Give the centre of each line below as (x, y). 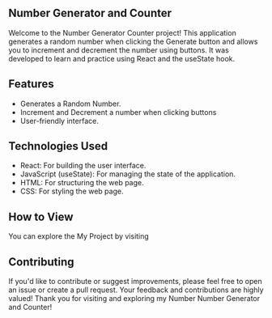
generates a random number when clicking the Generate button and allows (133, 41)
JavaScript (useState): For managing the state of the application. (128, 174)
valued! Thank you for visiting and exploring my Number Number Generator (134, 299)
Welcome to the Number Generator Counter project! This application (122, 32)
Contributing (41, 262)
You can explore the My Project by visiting (79, 236)
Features (31, 84)
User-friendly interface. (59, 121)
